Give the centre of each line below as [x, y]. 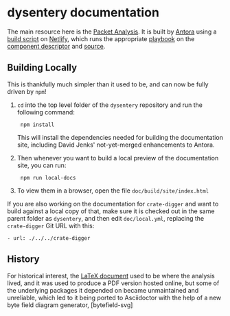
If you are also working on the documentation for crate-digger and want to [113, 204]
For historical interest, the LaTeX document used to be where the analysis [111, 276]
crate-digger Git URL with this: [51, 226]
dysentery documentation [83, 13]
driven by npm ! [27, 91]
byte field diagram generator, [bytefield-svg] [70, 305]
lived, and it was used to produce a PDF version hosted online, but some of [113, 283]
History [23, 259]
